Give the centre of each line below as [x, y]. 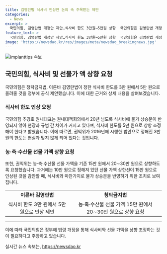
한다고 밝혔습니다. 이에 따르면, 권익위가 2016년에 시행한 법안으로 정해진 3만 [87, 131]
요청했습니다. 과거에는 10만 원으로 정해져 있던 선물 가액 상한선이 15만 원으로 [84, 170]
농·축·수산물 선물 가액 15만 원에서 [115, 204]
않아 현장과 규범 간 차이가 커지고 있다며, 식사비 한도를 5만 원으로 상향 [85, 125]
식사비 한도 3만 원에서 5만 [37, 204]
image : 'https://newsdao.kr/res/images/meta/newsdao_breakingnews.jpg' [81, 42]
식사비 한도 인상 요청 [28, 107]
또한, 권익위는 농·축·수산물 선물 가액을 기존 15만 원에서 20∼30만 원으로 [74, 164]
